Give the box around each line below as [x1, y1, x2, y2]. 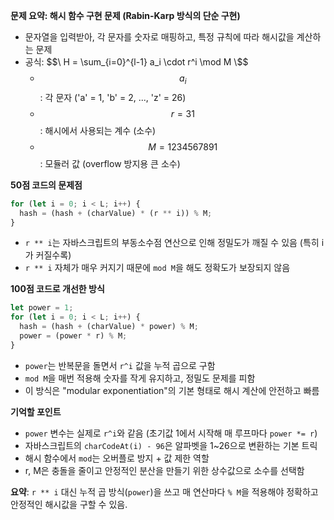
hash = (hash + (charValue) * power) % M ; [19, 322, 199, 332]
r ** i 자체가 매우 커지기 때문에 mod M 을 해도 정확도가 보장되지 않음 [24, 262, 291, 274]
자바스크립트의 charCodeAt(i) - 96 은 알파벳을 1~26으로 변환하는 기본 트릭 [24, 439, 318, 451]
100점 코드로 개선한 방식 [10, 283, 105, 295]
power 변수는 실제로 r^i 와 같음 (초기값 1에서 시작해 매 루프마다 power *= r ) [24, 427, 318, 439]
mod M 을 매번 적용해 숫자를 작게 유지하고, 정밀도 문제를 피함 [24, 372, 256, 384]
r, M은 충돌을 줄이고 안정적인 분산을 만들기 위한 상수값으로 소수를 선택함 [24, 464, 305, 476]
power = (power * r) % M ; [19, 331, 128, 341]
